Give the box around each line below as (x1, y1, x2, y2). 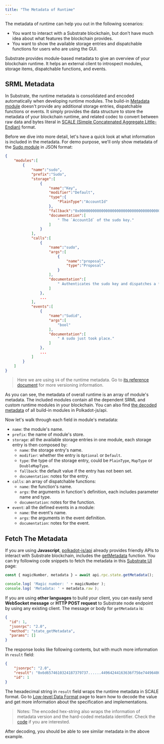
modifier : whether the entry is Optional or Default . (19, 452, 122, 458)
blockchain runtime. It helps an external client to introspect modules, (5, 60, 143, 66)
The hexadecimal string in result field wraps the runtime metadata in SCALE (5, 688, 159, 694)
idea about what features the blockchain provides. (12, 35, 113, 41)
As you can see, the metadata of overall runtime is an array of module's (5, 392, 149, 398)
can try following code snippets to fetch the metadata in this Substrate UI (5, 558, 152, 564)
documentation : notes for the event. (19, 520, 90, 526)
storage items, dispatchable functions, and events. (5, 66, 107, 72)
